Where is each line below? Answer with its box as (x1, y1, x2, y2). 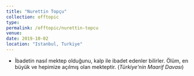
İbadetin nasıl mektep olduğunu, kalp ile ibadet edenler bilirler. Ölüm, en (14, 57, 189, 64)
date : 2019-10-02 (6, 36, 49, 42)
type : (6, 19, 19, 25)
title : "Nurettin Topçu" (6, 8, 67, 15)
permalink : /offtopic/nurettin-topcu (6, 25, 99, 31)
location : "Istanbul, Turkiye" (6, 42, 83, 47)
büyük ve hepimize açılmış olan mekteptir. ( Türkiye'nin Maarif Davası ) (14, 63, 184, 70)
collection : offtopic (6, 14, 59, 20)
